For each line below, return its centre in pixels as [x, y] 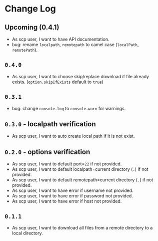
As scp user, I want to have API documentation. [60, 39]
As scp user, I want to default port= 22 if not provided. [67, 164]
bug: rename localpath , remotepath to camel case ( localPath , [75, 45]
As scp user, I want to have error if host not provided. [67, 201]
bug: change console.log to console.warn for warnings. [69, 108]
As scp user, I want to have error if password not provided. [72, 196]
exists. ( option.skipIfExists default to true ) [57, 82]
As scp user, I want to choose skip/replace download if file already [80, 76]
